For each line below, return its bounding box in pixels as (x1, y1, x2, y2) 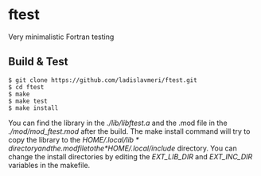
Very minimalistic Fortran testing (8, 32, 115, 41)
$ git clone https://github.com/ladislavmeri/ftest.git (8, 76, 197, 84)
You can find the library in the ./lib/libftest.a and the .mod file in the (8, 118, 228, 127)
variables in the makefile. (8, 160, 91, 170)
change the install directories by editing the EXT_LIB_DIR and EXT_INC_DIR (8, 151, 253, 161)
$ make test (8, 97, 48, 105)
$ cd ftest (8, 83, 45, 91)
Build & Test (8, 55, 68, 68)
